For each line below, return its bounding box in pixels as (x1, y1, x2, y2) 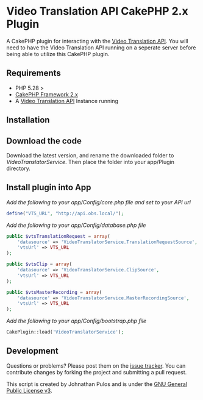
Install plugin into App (6, 182, 91, 193)
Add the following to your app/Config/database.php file (6, 221, 146, 229)
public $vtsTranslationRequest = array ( (6, 233, 111, 239)
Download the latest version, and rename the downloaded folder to (6, 151, 174, 159)
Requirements (6, 68, 61, 79)
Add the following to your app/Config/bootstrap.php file (6, 317, 147, 324)
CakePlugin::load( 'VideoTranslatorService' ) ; (6, 329, 124, 335)
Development (6, 346, 59, 356)
